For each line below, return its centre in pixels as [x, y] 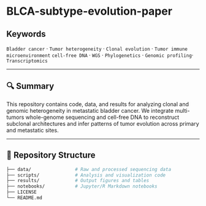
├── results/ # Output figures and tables [78, 181]
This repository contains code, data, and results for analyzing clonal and [97, 104]
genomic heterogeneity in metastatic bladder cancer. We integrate [90, 110]
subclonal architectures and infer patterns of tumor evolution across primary [103, 123]
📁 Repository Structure [51, 155]
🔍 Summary [30, 86]
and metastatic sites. [33, 130]
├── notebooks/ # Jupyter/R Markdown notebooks [82, 186]
